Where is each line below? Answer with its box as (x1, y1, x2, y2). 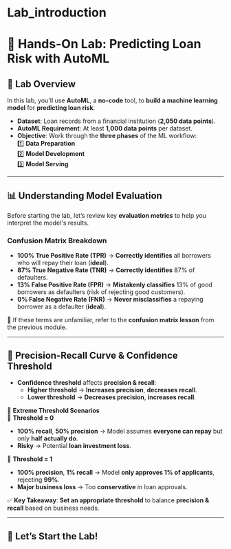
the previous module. (7, 323, 67, 331)
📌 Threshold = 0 (7, 414, 54, 422)
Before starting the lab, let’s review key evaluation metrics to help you (7, 212, 206, 219)
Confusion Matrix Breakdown (7, 236, 107, 245)
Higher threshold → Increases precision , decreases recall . (27, 386, 197, 394)
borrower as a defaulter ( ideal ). (16, 302, 107, 311)
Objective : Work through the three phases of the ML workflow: (16, 132, 197, 140)
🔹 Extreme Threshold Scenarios (7, 407, 100, 415)
